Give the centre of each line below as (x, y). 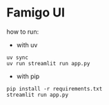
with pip (28, 76)
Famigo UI (36, 13)
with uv (27, 45)
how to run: (23, 32)
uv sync (18, 57)
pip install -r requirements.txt (54, 89)
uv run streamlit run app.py (48, 63)
